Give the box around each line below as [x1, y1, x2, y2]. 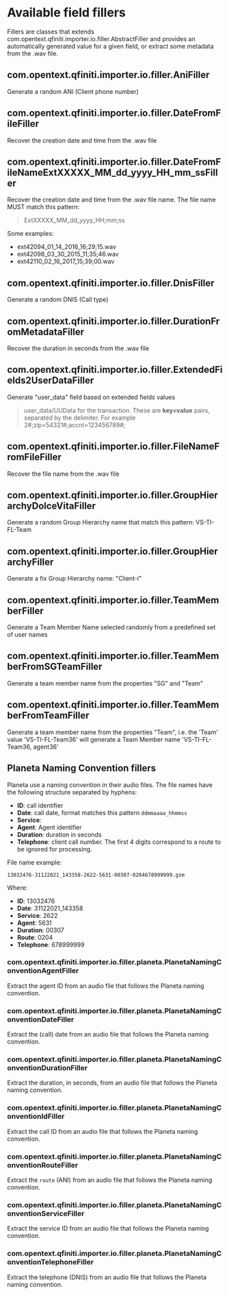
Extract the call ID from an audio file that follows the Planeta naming [7, 1127, 198, 1135]
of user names [7, 631, 48, 639]
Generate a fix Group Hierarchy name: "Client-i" [7, 574, 142, 583]
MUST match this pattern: [7, 203, 80, 211]
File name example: [7, 858, 62, 867]
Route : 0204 [16, 933, 53, 941]
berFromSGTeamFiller [7, 661, 103, 673]
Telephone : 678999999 [16, 941, 85, 949]
